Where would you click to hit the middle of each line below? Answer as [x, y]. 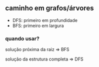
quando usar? [22, 38]
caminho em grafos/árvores [49, 8]
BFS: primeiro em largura [38, 25]
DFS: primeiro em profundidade [45, 20]
